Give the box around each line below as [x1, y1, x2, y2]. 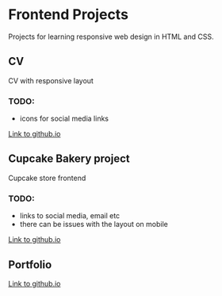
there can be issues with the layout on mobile [19, 220, 168, 229]
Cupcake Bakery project [8, 152, 130, 166]
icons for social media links [19, 113, 109, 124]
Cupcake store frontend [8, 173, 86, 183]
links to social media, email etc [19, 211, 121, 221]
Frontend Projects [8, 6, 129, 24]
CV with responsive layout [8, 75, 94, 85]
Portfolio [8, 258, 52, 271]
